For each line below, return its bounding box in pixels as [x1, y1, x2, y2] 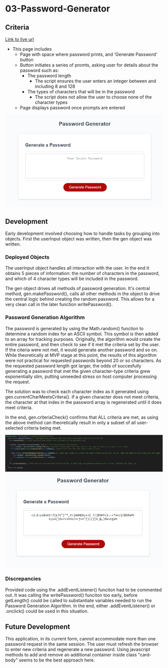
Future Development [5, 622, 70, 631]
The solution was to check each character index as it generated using [5, 388, 149, 394]
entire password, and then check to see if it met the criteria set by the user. [5, 341, 160, 347]
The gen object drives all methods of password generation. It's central [5, 286, 150, 292]
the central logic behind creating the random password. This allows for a [5, 296, 155, 302]
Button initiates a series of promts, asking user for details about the [19, 62, 158, 68]
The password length [27, 73, 71, 78]
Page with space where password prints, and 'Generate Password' [19, 51, 157, 57]
